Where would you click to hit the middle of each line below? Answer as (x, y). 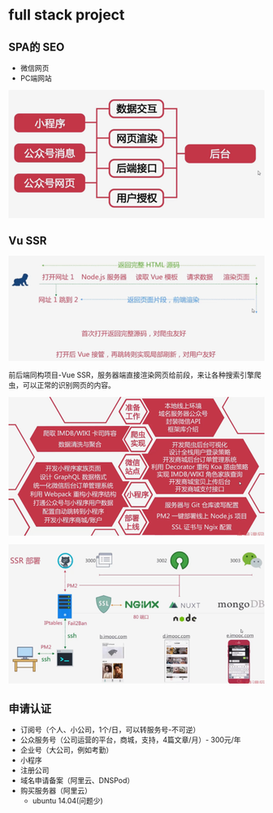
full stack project (67, 15)
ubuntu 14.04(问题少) (67, 800)
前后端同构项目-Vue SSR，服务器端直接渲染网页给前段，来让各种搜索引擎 (131, 375)
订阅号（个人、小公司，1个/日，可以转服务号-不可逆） (110, 729)
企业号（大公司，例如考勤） (67, 750)
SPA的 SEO (37, 47)
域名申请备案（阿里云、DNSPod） (77, 780)
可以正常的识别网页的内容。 (69, 385)
